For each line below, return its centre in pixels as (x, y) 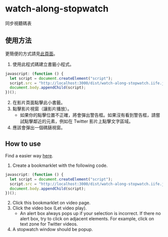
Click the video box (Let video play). (49, 208)
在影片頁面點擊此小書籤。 (39, 103)
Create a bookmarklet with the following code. (60, 165)
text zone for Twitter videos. (49, 224)
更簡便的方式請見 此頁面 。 (31, 54)
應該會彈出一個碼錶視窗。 (39, 128)
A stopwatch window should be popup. (53, 229)
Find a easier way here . (29, 155)
